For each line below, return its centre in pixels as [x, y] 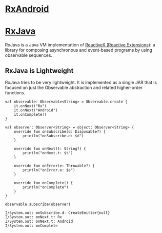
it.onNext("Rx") [30, 106]
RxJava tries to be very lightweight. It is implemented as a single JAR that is [81, 82]
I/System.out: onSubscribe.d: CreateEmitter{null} [58, 213]
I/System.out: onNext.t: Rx [34, 217]
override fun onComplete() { [43, 183]
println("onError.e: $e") [49, 170]
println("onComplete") [46, 187]
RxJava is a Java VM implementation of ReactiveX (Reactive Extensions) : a [80, 45]
